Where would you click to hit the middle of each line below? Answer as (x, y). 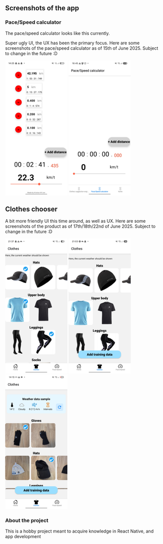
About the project (27, 521)
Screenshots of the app (42, 8)
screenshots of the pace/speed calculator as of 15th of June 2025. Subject (82, 48)
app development (23, 537)
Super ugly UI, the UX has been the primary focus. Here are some (73, 43)
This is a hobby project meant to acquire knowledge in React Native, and (80, 531)
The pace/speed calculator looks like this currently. (58, 33)
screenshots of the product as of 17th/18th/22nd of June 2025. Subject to (80, 226)
